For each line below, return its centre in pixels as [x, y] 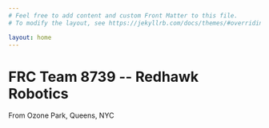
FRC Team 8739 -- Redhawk [103, 77]
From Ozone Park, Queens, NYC [61, 115]
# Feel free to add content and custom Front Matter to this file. [123, 16]
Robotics [39, 93]
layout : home [30, 37]
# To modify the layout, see [57, 23]
